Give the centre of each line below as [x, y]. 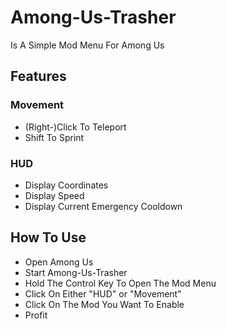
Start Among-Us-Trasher [76, 272]
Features [38, 76]
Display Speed [54, 195]
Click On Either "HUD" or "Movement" [103, 293]
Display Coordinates [66, 185]
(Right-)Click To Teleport [75, 127]
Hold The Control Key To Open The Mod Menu [120, 283]
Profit [36, 315]
